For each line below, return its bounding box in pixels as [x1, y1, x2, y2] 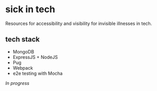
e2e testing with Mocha [12, 70, 63, 76]
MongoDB [12, 48, 34, 54]
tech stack [5, 35, 40, 44]
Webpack [12, 65, 33, 71]
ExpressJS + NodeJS [12, 54, 58, 60]
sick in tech [5, 4, 55, 15]
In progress [5, 80, 30, 86]
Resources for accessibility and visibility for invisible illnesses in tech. [5, 20, 152, 26]
